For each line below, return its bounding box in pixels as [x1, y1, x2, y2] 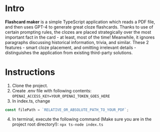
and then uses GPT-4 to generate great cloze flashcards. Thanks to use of [5, 24, 154, 29]
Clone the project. [12, 83, 48, 88]
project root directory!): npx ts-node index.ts [12, 121, 103, 127]
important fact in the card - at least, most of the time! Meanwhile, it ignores [5, 34, 155, 40]
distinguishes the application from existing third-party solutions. [5, 49, 133, 56]
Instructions [5, 67, 55, 78]
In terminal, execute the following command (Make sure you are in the [12, 116, 152, 122]
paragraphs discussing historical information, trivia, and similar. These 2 [5, 39, 149, 45]
